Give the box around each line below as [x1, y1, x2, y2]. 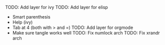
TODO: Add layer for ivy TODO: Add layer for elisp [5, 4, 108, 10]
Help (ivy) [12, 19, 33, 25]
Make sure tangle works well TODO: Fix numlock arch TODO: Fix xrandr [12, 30, 160, 35]
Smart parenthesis [12, 14, 51, 19]
